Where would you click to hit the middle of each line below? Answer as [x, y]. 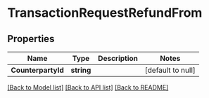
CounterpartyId [38, 70]
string [81, 70]
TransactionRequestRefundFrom [105, 13]
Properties [31, 39]
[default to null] [170, 70]
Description [118, 58]
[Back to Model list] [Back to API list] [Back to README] [88, 87]
